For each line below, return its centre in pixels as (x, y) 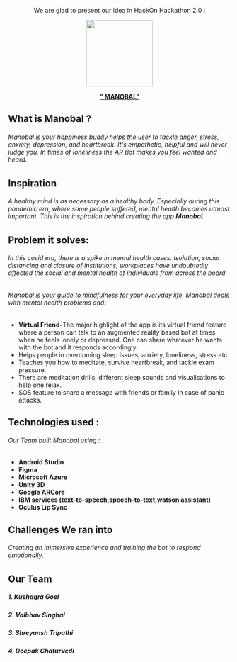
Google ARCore (42, 493)
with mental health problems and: (57, 303)
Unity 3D (31, 485)
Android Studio (41, 462)
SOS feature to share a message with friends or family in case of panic (121, 392)
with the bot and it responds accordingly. (78, 347)
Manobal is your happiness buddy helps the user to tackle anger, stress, (114, 137)
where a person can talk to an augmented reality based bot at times (117, 332)
